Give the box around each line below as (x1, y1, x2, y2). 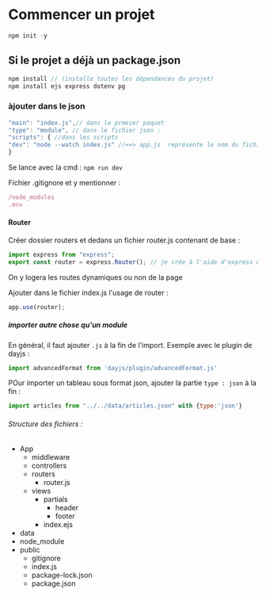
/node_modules (8, 193, 55, 201)
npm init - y (8, 32, 47, 40)
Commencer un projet (8, 6, 155, 24)
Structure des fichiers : (8, 418, 83, 429)
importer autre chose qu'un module (8, 320, 128, 330)
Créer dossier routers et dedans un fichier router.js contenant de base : (8, 235, 241, 245)
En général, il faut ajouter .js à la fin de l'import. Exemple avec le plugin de (8, 340, 253, 350)
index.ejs (43, 519, 74, 529)
